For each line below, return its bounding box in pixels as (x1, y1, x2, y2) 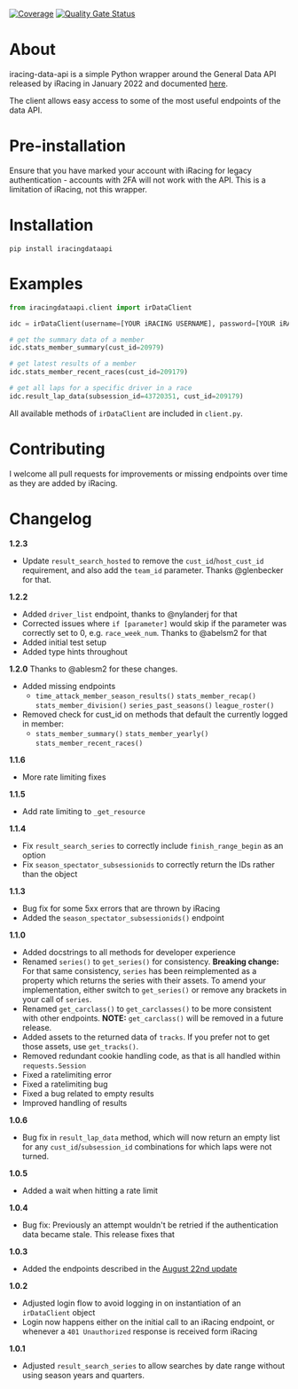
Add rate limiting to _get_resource (21, 805, 146, 816)
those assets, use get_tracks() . (21, 1040, 139, 1051)
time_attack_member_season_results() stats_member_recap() (35, 692, 257, 701)
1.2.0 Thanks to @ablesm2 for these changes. (9, 663, 178, 674)
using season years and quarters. (21, 1369, 145, 1380)
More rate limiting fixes (21, 772, 106, 782)
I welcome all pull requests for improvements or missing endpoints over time (9, 468, 288, 479)
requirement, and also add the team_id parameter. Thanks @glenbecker (21, 564, 284, 576)
